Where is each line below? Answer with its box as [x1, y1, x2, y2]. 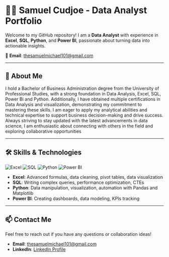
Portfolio [5, 15, 42, 27]
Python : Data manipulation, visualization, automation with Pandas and [12, 184, 158, 191]
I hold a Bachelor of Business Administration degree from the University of [5, 85, 159, 91]
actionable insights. [5, 42, 46, 48]
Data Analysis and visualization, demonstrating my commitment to [5, 101, 142, 108]
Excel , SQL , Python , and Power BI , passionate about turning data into [5, 37, 150, 43]
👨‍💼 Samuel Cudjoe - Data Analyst [5, 5, 147, 16]
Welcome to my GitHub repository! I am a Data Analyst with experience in [5, 32, 158, 38]
